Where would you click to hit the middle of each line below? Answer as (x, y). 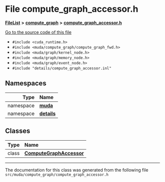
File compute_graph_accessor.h (72, 9)
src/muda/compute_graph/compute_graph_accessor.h (57, 175)
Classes (18, 131)
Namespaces (26, 83)
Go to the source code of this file (38, 32)
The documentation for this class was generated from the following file (77, 170)
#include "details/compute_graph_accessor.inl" (62, 68)
